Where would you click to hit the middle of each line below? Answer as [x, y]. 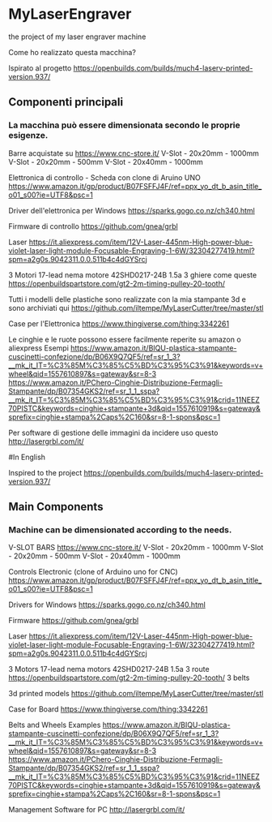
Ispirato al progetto [40, 68]
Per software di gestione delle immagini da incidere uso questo [113, 433]
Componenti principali [66, 102]
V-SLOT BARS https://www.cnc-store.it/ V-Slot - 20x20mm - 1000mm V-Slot [136, 548]
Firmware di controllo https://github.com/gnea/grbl [93, 226]
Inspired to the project [45, 472]
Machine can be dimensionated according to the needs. [120, 530]
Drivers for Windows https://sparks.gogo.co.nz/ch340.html [107, 605]
